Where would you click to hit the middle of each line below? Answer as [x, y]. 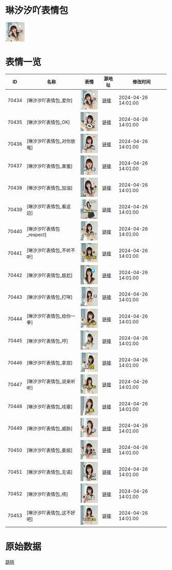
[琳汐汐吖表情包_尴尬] [49, 275]
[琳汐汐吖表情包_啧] [47, 494]
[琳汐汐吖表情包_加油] [49, 188]
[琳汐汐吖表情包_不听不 [51, 250]
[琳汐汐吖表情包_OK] [48, 122]
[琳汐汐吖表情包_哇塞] [49, 406]
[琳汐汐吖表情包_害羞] [49, 166]
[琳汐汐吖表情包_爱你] [49, 100]
